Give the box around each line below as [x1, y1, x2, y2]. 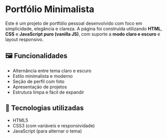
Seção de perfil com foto [12, 78, 65, 84]
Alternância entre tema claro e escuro [12, 67, 92, 74]
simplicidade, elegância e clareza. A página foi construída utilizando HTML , [5, 25, 162, 31]
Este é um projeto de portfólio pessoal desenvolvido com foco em [5, 20, 143, 26]
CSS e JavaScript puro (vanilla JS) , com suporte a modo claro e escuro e [5, 31, 160, 37]
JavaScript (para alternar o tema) [12, 128, 82, 134]
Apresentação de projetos [12, 83, 67, 89]
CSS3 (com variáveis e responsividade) [12, 122, 95, 128]
